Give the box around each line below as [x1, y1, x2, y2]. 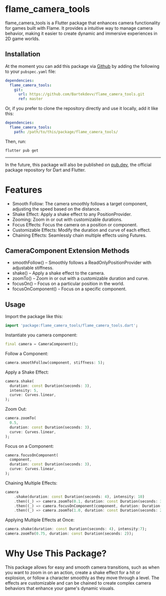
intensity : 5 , [9, 388, 39, 393]
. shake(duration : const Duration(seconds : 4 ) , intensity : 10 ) [14, 494, 145, 499]
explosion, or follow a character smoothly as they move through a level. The [5, 575, 160, 581]
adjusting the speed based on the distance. [12, 206, 101, 212]
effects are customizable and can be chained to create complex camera [5, 580, 152, 586]
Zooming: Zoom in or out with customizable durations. [12, 217, 123, 222]
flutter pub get [5, 148, 39, 153]
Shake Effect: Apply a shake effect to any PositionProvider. [12, 211, 132, 217]
